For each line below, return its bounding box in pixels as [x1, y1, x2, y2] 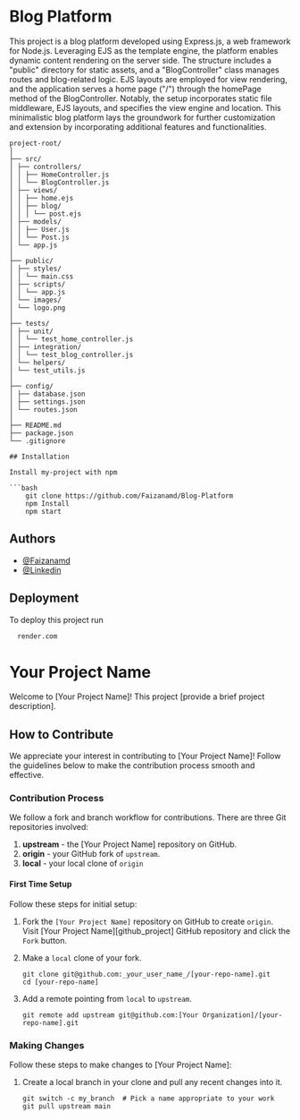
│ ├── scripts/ [9, 279, 66, 288]
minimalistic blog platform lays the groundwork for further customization [9, 112, 276, 123]
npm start [25, 507, 62, 516]
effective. [9, 770, 45, 781]
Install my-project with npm [9, 467, 118, 476]
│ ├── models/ [9, 217, 62, 226]
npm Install [25, 499, 70, 508]
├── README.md [9, 421, 62, 430]
